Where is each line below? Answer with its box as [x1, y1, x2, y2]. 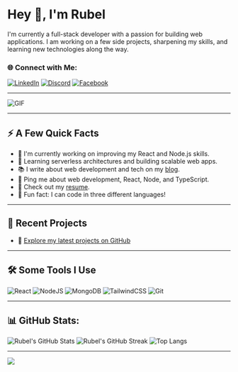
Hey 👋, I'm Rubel [7, 6, 106, 23]
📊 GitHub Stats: [7, 315, 80, 327]
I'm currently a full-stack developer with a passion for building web [7, 30, 203, 38]
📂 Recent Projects [7, 218, 87, 230]
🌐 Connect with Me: [7, 62, 78, 72]
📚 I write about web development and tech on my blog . [17, 165, 181, 174]
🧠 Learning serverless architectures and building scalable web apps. [17, 157, 218, 166]
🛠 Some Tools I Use [7, 264, 96, 276]
